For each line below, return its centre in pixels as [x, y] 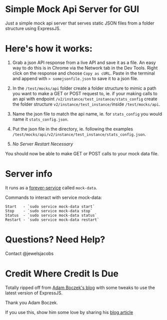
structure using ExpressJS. [33, 28]
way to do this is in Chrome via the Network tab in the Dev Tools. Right [85, 68]
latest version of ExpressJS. [34, 293]
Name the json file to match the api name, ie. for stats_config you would [87, 114]
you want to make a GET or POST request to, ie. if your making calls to [85, 93]
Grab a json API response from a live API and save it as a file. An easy [84, 62]
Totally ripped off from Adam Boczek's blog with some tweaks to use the [80, 287]
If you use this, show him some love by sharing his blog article [69, 312]
